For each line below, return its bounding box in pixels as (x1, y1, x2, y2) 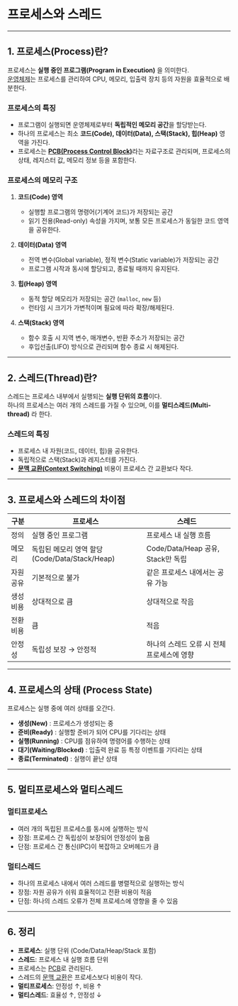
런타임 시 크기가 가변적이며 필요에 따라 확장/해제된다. (28, 303, 175, 312)
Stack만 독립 (146, 554, 187, 564)
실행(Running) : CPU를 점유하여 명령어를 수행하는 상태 (17, 737, 171, 745)
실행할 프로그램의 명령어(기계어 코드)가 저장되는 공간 (28, 208, 174, 216)
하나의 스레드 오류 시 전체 (146, 639, 227, 649)
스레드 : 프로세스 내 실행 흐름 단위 (17, 955, 108, 963)
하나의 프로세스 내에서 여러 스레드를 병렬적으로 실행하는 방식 (17, 879, 185, 888)
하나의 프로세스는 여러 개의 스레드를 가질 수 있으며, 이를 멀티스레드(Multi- (7, 401, 211, 410)
